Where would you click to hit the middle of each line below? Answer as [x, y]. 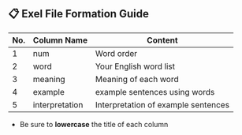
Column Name [60, 40]
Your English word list [135, 66]
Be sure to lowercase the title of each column [94, 124]
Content [162, 40]
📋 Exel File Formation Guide [79, 14]
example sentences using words [155, 92]
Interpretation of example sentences [162, 104]
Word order [116, 53]
